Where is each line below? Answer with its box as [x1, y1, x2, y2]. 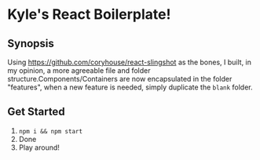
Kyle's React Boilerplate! [7, 5, 171, 24]
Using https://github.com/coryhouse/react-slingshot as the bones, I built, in [7, 57, 252, 67]
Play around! [18, 143, 60, 152]
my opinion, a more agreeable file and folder [7, 66, 151, 75]
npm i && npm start [18, 127, 83, 135]
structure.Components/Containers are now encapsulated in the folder [7, 75, 233, 83]
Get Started [7, 105, 65, 118]
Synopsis [7, 37, 54, 50]
